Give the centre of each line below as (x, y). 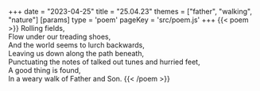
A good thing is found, (45, 70)
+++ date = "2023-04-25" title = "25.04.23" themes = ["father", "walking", (130, 11)
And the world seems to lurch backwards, (76, 45)
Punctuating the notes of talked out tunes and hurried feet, (104, 62)
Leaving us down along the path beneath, (76, 53)
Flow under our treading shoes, (60, 36)
